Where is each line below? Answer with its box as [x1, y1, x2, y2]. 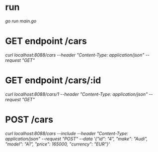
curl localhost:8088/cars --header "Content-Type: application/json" [5, 52, 145, 58]
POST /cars [5, 114, 54, 125]
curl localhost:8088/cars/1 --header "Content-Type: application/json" [5, 91, 148, 97]
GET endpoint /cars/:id [5, 75, 101, 86]
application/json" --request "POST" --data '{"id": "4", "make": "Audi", [5, 136, 148, 142]
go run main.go [5, 18, 37, 24]
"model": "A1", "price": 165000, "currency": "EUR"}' [5, 141, 110, 147]
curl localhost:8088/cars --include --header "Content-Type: [5, 130, 128, 136]
